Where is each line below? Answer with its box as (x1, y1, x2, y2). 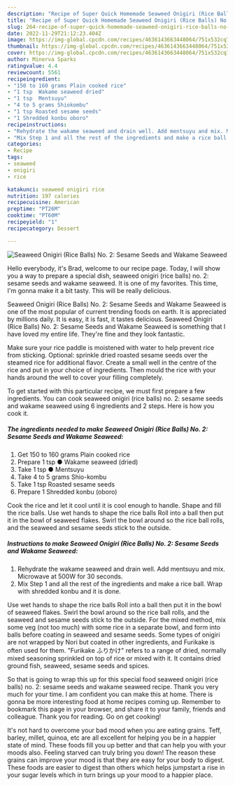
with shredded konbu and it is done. (17, 587, 121, 595)
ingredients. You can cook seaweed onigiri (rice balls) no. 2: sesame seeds (7, 394, 224, 402)
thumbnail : (7, 43, 39, 50)
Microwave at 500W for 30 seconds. (17, 572, 123, 581)
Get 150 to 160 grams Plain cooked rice (17, 450, 131, 459)
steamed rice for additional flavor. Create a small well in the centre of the (7, 358, 217, 367)
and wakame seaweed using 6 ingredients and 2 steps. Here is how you (7, 401, 215, 410)
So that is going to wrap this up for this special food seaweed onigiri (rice (7, 675, 218, 684)
